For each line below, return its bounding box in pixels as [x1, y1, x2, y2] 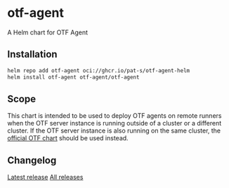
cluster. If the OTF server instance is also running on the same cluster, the [7, 126, 221, 135]
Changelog [7, 154, 57, 166]
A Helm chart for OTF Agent [7, 28, 89, 36]
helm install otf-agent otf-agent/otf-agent [7, 74, 140, 81]
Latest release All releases [7, 173, 84, 182]
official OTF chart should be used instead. [7, 134, 129, 142]
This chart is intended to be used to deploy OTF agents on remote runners [7, 112, 222, 120]
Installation [7, 48, 58, 60]
